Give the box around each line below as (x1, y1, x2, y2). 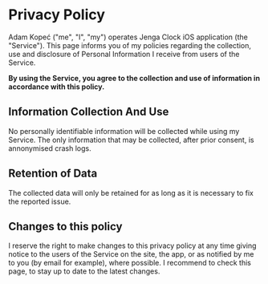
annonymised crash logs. (8, 143, 91, 153)
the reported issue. (8, 197, 71, 206)
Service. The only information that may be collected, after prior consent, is (8, 135, 254, 144)
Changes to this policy (8, 219, 123, 233)
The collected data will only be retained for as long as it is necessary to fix (8, 188, 254, 197)
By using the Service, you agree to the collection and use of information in (8, 73, 261, 83)
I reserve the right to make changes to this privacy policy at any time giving (8, 241, 257, 250)
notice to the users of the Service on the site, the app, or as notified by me (8, 250, 254, 259)
